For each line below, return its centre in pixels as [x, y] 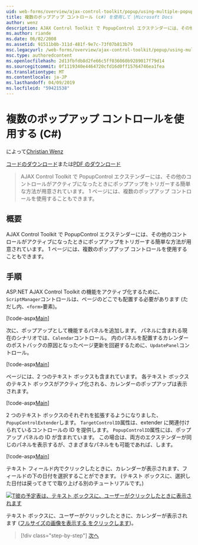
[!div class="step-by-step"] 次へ [60, 536]
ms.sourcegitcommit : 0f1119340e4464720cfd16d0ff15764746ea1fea [85, 66]
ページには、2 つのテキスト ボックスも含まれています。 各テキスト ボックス [98, 376]
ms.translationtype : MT [35, 72]
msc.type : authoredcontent [39, 55]
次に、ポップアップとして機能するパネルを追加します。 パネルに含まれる [94, 331]
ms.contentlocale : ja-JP [37, 77]
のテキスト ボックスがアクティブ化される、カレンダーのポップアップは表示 [97, 384]
